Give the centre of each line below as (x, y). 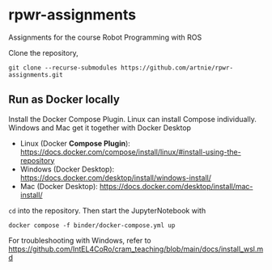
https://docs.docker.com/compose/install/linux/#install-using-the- (130, 152)
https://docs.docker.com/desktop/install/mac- (176, 186)
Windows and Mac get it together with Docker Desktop (100, 128)
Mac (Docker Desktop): (59, 186)
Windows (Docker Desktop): (67, 169)
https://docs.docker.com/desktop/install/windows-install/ (116, 177)
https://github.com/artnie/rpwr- (176, 67)
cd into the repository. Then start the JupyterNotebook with (107, 210)
